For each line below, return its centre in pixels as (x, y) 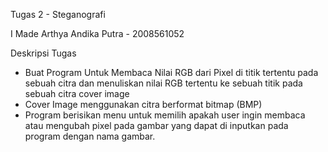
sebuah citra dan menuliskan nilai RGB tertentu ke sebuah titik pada (163, 83)
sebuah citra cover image (77, 93)
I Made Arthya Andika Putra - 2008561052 (97, 33)
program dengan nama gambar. (90, 136)
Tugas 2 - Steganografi (58, 14)
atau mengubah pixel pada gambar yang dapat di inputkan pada (156, 125)
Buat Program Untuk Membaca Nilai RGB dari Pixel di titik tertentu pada (171, 72)
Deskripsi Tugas (43, 53)
